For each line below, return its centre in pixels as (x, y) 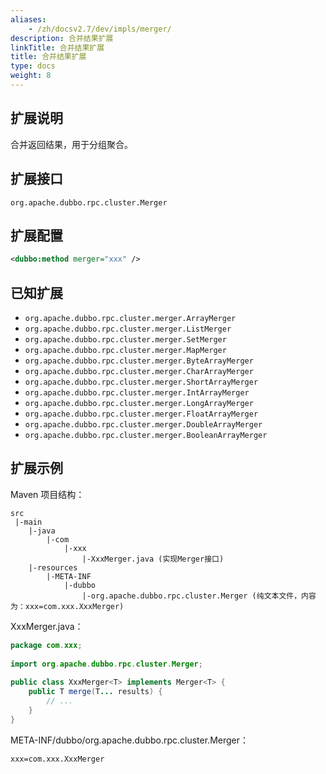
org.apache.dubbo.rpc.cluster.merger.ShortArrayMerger (141, 382)
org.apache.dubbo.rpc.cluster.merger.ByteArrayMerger (139, 361)
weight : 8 (31, 76)
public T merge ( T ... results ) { (95, 692)
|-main (28, 522)
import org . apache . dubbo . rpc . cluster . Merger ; (106, 664)
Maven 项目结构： (47, 494)
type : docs (33, 66)
